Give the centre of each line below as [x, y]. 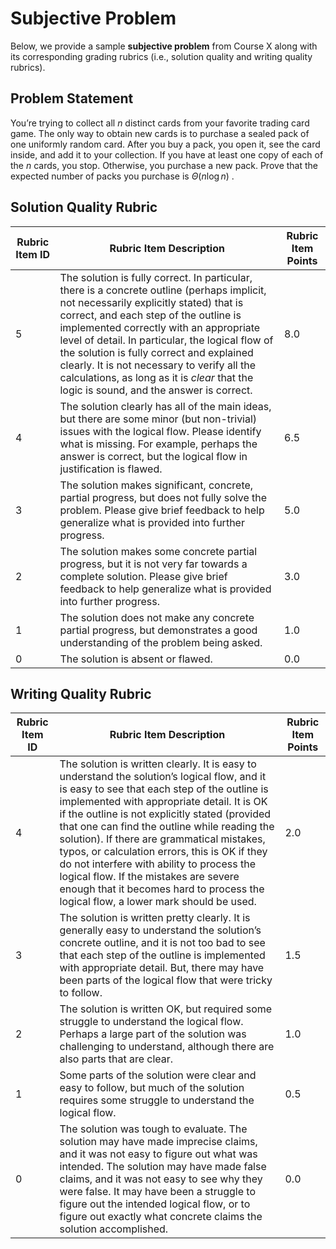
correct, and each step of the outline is [150, 315]
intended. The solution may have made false [163, 1167]
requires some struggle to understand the [157, 1100]
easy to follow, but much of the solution [152, 1088]
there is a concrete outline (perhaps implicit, [163, 290]
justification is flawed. [111, 469]
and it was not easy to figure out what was [158, 1154]
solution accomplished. [114, 1229]
